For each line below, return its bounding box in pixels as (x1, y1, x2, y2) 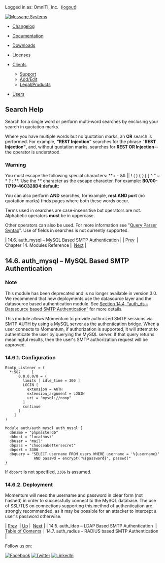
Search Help (5, 106, 44, 114)
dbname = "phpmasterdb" (9, 430, 58, 435)
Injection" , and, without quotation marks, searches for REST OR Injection (5, 144, 154, 150)
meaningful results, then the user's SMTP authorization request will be (5, 337, 148, 342)
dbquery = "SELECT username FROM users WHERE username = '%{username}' (9, 451, 160, 457)
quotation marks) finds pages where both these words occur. (5, 198, 130, 204)
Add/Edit (19, 76, 38, 82)
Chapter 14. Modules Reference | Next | (5, 242, 87, 248)
